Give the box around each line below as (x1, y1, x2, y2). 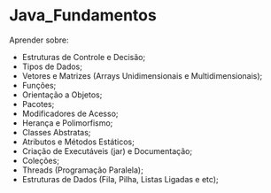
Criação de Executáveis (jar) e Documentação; (21, 145, 193, 156)
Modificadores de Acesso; (21, 108, 119, 119)
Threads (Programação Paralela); (21, 165, 143, 175)
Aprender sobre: (9, 35, 69, 45)
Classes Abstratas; (21, 127, 91, 137)
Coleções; (21, 155, 60, 166)
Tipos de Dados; (21, 61, 82, 72)
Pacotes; (21, 98, 55, 109)
